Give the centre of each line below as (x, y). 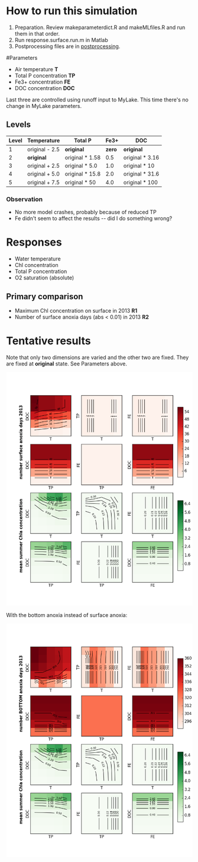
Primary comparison (45, 296)
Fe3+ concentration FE (43, 82)
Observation (25, 199)
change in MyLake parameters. (44, 106)
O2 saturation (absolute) (44, 278)
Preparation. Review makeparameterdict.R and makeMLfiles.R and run (100, 27)
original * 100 (141, 182)
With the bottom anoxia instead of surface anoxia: (67, 615)
